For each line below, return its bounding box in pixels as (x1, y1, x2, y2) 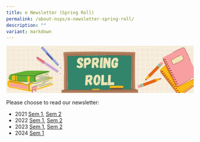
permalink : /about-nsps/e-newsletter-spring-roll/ (6, 16, 135, 22)
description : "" (6, 22, 46, 28)
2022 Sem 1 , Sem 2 (14, 117, 63, 124)
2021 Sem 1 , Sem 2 (14, 110, 62, 118)
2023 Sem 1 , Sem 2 (14, 123, 63, 131)
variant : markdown (6, 29, 52, 35)
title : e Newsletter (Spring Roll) (6, 10, 95, 16)
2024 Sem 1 (14, 129, 45, 137)
